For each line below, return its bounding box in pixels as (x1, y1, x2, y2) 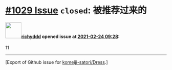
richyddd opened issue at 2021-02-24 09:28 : (21, 33, 120, 40)
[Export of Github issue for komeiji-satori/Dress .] (5, 59, 109, 65)
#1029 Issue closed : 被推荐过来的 (5, 5, 147, 16)
